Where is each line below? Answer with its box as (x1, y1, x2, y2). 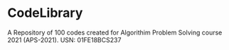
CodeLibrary (7, 5, 83, 21)
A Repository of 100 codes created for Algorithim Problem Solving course (7, 28, 223, 37)
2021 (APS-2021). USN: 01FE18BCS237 (7, 35, 122, 44)
